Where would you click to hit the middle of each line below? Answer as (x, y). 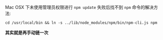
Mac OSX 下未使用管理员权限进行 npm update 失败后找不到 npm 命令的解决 (80, 7)
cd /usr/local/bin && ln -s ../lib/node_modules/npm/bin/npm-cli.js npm (81, 23)
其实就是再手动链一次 (27, 33)
